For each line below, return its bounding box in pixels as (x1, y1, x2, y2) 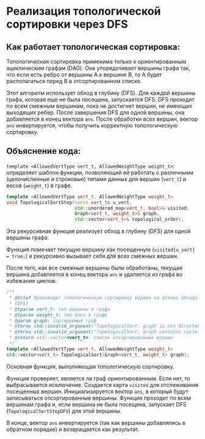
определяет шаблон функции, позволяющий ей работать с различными (6, 168, 194, 176)
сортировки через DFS (6, 17, 128, 31)
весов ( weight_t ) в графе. (6, 182, 73, 189)
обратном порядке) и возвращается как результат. (6, 426, 140, 433)
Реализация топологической (6, 4, 161, 18)
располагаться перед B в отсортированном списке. (6, 78, 142, 84)
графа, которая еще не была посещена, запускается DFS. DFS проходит (6, 96, 195, 103)
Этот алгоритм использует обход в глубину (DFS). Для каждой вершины (6, 89, 196, 96)
